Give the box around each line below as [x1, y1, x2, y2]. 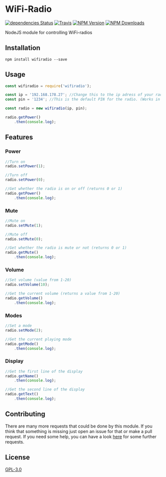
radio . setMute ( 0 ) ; [5, 237, 43, 241]
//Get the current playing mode [5, 336, 72, 342]
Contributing [5, 410, 45, 419]
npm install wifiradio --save [5, 57, 68, 62]
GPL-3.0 [5, 466, 22, 472]
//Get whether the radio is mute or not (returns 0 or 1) [5, 245, 127, 250]
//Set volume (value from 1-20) [5, 278, 72, 283]
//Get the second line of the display [5, 387, 85, 392]
